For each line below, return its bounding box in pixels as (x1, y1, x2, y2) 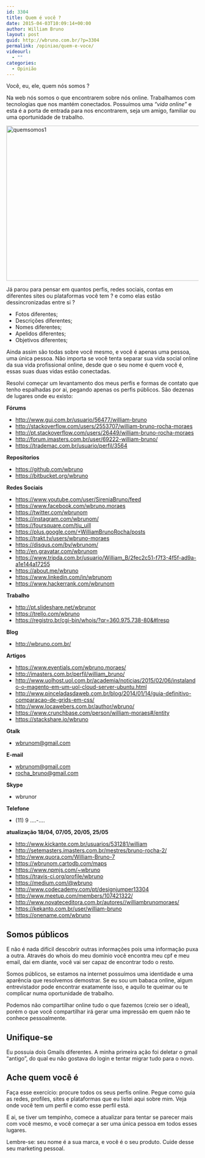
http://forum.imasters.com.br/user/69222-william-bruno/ (15, 435, 158, 443)
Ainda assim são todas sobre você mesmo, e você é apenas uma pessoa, (6, 348, 191, 356)
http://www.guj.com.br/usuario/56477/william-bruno (15, 416, 148, 424)
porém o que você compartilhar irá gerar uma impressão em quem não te (6, 1008, 191, 1015)
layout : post (6, 32, 40, 38)
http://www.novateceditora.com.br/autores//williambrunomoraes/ (15, 899, 180, 906)
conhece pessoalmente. (6, 1015, 67, 1022)
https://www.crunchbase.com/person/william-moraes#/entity (15, 709, 170, 717)
